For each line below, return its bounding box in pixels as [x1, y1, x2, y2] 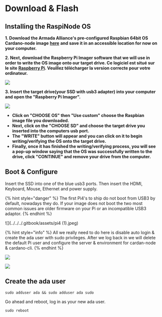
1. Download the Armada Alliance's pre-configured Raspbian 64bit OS [5, 35, 148, 41]
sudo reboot [5, 308, 29, 313]
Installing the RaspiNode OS [5, 22, 91, 31]
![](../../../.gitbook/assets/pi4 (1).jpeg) [5, 220, 79, 226]
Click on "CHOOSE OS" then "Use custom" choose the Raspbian [12, 113, 145, 118]
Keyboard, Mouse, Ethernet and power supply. [5, 185, 98, 192]
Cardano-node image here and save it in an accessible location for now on [5, 40, 158, 46]
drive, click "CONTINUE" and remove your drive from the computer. [12, 154, 151, 159]
